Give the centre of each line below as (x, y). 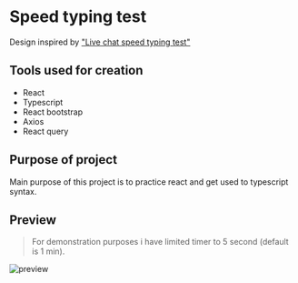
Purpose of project (64, 160)
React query (45, 131)
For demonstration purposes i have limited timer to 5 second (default (160, 242)
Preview (33, 220)
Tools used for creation (76, 71)
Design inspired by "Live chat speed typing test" (100, 42)
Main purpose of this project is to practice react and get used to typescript (149, 182)
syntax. (23, 191)
